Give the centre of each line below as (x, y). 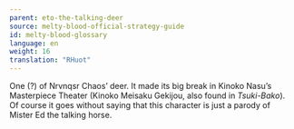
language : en (34, 43)
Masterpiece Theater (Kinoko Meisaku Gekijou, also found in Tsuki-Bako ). (147, 95)
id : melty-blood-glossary (58, 35)
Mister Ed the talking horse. (61, 115)
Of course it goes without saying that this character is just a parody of (140, 105)
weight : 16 (30, 52)
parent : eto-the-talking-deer (67, 18)
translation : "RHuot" (50, 60)
